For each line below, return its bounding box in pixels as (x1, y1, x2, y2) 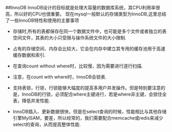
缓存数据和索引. (12, 52, 46, 58)
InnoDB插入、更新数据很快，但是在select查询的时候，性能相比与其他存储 (12, 108, 167, 115)
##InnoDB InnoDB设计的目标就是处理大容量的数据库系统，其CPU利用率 (5, 5, 156, 10)
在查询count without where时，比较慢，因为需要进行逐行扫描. (12, 63, 143, 69)
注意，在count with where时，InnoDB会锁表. (12, 74, 106, 80)
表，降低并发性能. (12, 98, 50, 104)
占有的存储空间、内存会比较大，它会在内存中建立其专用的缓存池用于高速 (12, 46, 165, 51)
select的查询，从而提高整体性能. (12, 121, 81, 127)
